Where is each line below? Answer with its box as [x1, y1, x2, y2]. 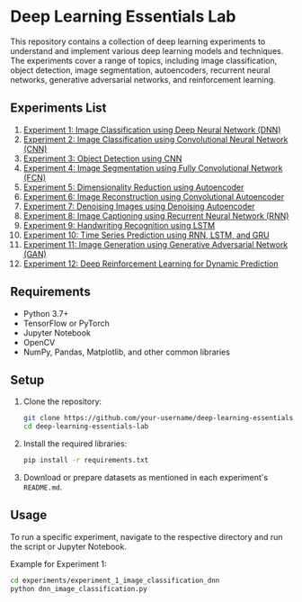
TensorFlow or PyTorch [22, 318, 111, 328]
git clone [22, 414, 61, 423]
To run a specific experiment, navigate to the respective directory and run [10, 531, 283, 542]
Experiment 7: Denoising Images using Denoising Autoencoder [22, 201, 255, 211]
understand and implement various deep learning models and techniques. [10, 45, 284, 56]
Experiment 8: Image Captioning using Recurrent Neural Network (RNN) [22, 210, 289, 221]
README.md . [22, 481, 63, 492]
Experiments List [10, 101, 107, 116]
